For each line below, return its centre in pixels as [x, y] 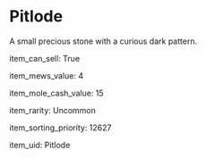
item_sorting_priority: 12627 [60, 128]
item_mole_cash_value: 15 [57, 93]
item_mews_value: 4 [46, 75]
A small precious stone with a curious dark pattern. [103, 41]
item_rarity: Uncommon [53, 110]
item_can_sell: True [45, 58]
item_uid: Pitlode [40, 145]
